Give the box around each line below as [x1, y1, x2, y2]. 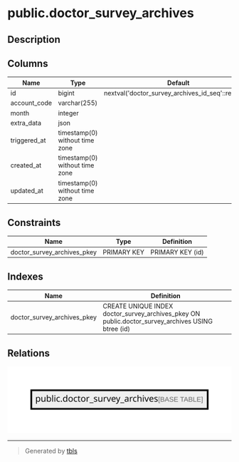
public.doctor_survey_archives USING [102, 317, 213, 325]
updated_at [10, 186, 44, 195]
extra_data [10, 118, 41, 127]
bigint [58, 89, 75, 98]
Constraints [7, 216, 61, 229]
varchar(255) [58, 98, 98, 108]
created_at [10, 161, 42, 170]
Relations [7, 347, 51, 359]
